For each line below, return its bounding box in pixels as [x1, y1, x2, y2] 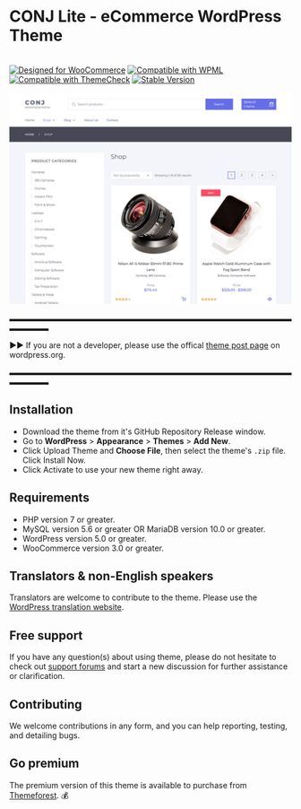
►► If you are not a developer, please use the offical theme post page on [9, 339, 280, 351]
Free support [9, 628, 83, 643]
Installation [9, 402, 73, 418]
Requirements [9, 491, 90, 506]
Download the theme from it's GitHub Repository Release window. [21, 426, 266, 437]
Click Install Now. [21, 455, 87, 465]
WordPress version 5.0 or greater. [21, 533, 147, 544]
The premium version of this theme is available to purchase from [9, 779, 248, 790]
